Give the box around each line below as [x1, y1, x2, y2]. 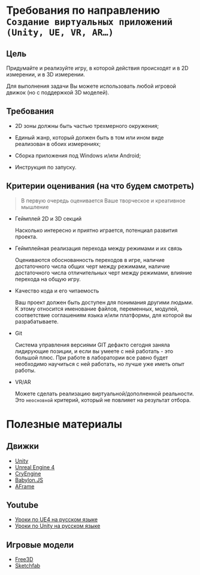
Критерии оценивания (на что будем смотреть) [6, 181, 195, 191]
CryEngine [14, 470, 41, 477]
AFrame [14, 482, 35, 490]
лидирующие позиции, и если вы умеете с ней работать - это [14, 347, 174, 354]
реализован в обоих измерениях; [14, 140, 101, 147]
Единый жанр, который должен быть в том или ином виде [14, 133, 164, 141]
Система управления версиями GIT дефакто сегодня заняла [14, 341, 171, 348]
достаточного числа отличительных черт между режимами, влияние [14, 269, 193, 276]
